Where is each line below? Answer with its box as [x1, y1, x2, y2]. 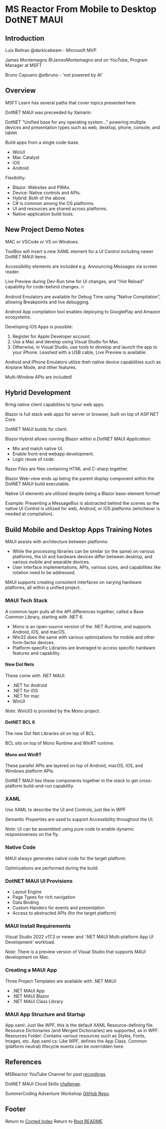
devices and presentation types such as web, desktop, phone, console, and [5, 124, 160, 130]
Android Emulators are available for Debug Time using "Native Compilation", [5, 293, 161, 299]
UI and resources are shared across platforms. [12, 205, 108, 211]
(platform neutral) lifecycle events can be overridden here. [5, 1043, 125, 1049]
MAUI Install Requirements [5, 922, 71, 929]
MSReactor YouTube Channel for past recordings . [5, 1071, 107, 1077]
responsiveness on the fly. [5, 831, 60, 838]
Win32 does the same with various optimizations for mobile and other [12, 634, 155, 640]
